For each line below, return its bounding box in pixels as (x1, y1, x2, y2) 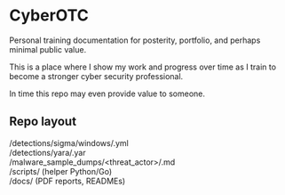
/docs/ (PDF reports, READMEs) (9, 175, 126, 186)
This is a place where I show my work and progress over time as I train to (9, 61, 277, 72)
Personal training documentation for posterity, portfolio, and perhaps (9, 35, 261, 45)
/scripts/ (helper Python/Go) (9, 166, 113, 176)
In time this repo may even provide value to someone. (9, 88, 206, 99)
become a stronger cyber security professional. (9, 70, 184, 81)
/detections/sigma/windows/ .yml (9, 137, 129, 148)
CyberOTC (9, 5, 89, 26)
